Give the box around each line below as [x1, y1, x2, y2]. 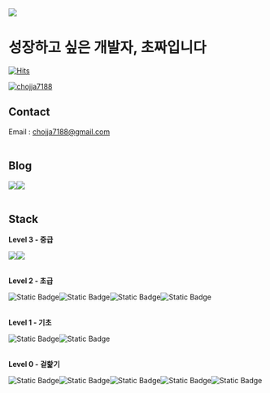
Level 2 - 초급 [8, 276, 54, 286]
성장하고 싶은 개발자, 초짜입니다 [8, 38, 207, 57]
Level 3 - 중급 [8, 235, 54, 245]
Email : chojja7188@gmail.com [8, 126, 111, 137]
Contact [8, 105, 50, 119]
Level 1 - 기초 [8, 317, 52, 328]
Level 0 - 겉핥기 [8, 360, 60, 369]
